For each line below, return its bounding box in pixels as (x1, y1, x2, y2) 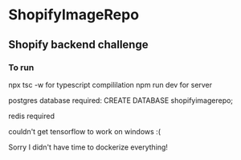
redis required (8, 111, 55, 121)
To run (8, 62, 35, 73)
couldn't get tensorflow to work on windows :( (8, 126, 161, 136)
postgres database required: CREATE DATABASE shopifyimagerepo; (8, 95, 234, 105)
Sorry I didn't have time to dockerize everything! (8, 142, 169, 152)
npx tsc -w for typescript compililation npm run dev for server (8, 80, 213, 89)
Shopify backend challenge (8, 38, 149, 51)
